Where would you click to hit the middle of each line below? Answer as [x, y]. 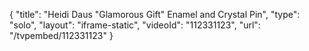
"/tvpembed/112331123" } [61, 35]
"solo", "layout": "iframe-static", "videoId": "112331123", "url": [135, 25]
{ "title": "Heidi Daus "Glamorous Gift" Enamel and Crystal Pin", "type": [155, 14]
